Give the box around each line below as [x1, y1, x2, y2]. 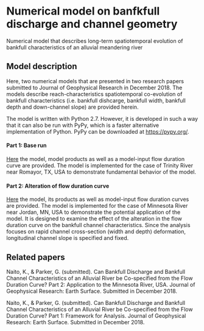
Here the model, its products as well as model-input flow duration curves [6, 196, 189, 203]
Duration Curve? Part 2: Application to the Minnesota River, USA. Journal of [6, 281, 195, 288]
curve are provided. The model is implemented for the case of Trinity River [6, 162, 194, 169]
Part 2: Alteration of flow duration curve [6, 182, 110, 189]
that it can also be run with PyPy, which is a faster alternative [6, 121, 160, 129]
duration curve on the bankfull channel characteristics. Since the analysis [6, 222, 191, 229]
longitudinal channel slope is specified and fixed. [6, 234, 129, 242]
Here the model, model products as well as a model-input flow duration [6, 155, 185, 162]
